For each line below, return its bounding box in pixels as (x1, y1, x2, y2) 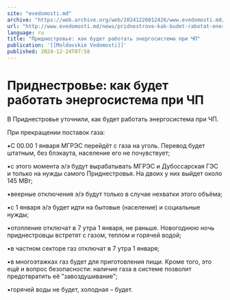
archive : (7, 16, 32, 23)
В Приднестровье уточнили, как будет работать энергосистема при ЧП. (7, 114, 219, 123)
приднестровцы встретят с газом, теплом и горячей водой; (7, 231, 182, 239)
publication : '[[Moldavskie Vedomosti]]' (7, 42, 127, 49)
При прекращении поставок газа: (7, 128, 105, 136)
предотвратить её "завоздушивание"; (7, 272, 118, 280)
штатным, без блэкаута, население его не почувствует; (7, 149, 170, 157)
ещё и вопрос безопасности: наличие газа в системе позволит (7, 264, 192, 273)
